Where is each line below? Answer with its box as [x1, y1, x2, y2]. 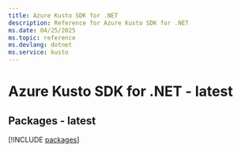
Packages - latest [8, 114, 96, 127]
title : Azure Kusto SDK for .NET [8, 11, 119, 20]
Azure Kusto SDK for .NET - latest [8, 82, 233, 101]
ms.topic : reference [8, 33, 77, 42]
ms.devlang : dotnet [8, 41, 73, 49]
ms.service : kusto [8, 48, 69, 56]
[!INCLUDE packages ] [8, 135, 80, 144]
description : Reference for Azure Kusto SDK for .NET [8, 19, 190, 27]
